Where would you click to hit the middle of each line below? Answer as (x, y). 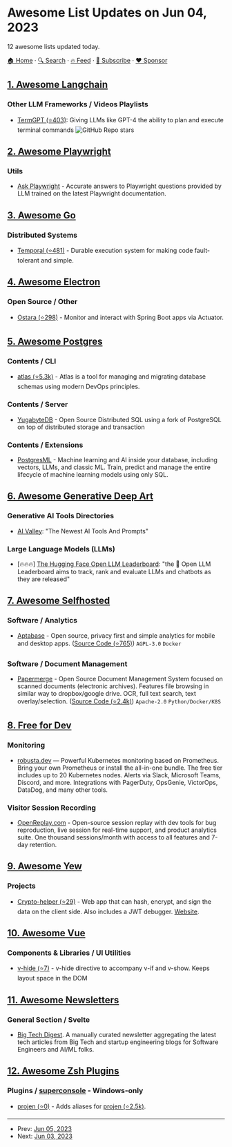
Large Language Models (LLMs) (61, 549)
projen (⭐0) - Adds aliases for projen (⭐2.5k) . (81, 1106)
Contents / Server (38, 404)
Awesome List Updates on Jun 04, (107, 13)
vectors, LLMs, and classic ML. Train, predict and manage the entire (114, 467)
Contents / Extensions (45, 445)
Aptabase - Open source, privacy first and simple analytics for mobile (116, 635)
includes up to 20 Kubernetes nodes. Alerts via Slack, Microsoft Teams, (119, 775)
